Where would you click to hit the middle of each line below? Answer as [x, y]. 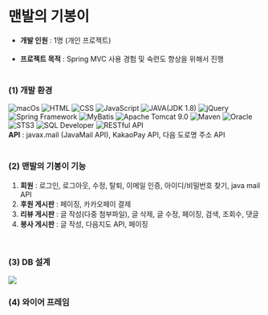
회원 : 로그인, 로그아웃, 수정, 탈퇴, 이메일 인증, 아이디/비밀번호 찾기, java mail [140, 185]
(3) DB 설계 [29, 262]
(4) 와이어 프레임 [39, 302]
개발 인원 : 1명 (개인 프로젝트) [65, 40]
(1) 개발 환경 [30, 90]
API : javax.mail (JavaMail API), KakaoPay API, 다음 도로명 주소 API [117, 135]
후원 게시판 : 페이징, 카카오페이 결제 [75, 204]
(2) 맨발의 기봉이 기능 [47, 166]
